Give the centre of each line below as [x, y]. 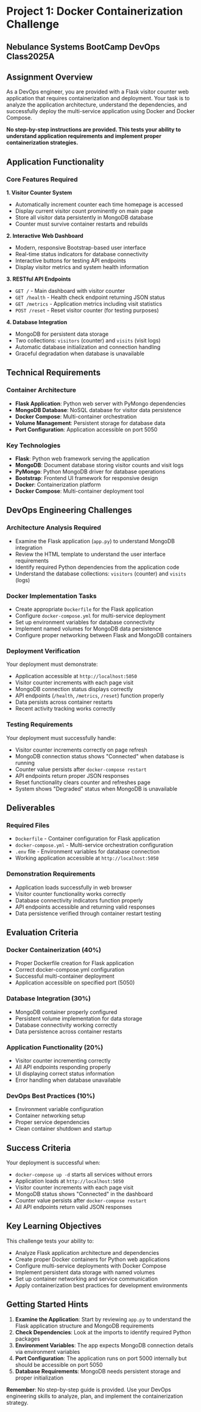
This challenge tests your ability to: [50, 1241]
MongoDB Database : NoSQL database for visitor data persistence [98, 410]
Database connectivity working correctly [66, 1025]
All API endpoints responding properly [63, 1067]
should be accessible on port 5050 [59, 1364]
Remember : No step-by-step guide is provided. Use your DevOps [89, 1389]
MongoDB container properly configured [66, 1012]
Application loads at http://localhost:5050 [69, 1181]
